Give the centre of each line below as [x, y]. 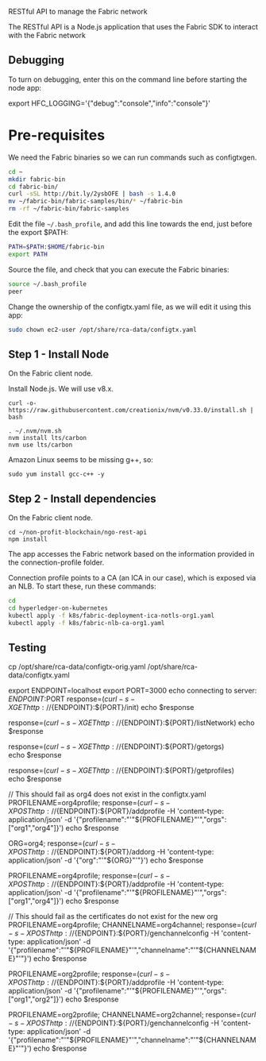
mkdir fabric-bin [37, 179]
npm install [28, 539]
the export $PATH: [39, 232]
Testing [27, 648]
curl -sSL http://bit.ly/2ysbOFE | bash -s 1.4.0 [92, 194]
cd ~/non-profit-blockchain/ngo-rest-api [78, 532]
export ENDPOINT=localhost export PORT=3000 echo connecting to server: [133, 691]
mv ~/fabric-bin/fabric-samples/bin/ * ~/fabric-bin [95, 202]
